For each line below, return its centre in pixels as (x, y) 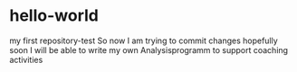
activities (26, 59)
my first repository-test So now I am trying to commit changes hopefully (144, 40)
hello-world (54, 16)
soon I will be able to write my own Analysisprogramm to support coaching (148, 49)
